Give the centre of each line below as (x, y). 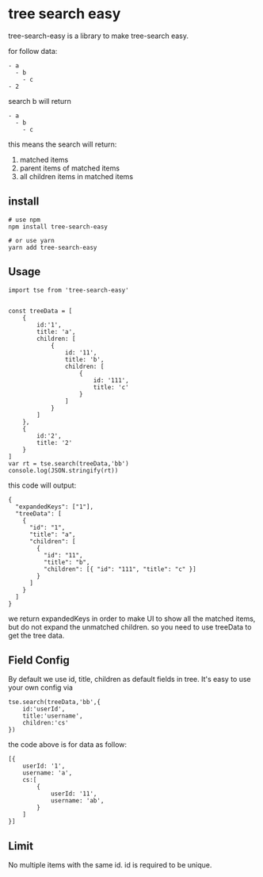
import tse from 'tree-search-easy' (69, 290)
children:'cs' (46, 723)
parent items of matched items (70, 168)
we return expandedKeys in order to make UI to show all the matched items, (132, 618)
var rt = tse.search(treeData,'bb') (69, 463)
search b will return (40, 101)
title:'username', (53, 716)
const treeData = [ (40, 311)
